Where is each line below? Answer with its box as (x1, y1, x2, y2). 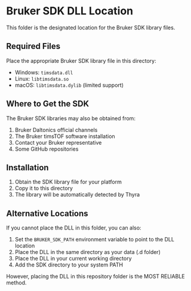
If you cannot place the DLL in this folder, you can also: (6, 224, 141, 231)
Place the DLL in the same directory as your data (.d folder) (14, 249, 161, 256)
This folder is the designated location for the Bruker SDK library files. (6, 24, 175, 31)
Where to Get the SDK (6, 99, 90, 109)
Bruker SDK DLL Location (6, 4, 133, 18)
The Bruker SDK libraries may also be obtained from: (6, 115, 136, 122)
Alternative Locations (6, 208, 88, 219)
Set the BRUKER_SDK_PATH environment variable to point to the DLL (14, 236, 175, 243)
